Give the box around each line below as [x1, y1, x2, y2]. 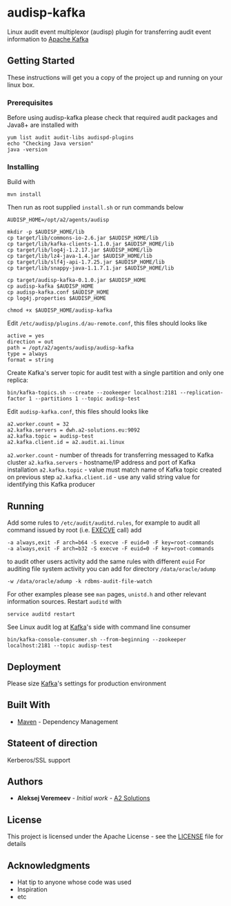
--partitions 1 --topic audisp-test [34, 395, 140, 403]
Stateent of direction [7, 738, 98, 749]
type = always [7, 350, 48, 358]
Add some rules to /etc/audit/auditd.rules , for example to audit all [7, 519, 200, 527]
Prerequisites [7, 98, 53, 108]
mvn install [7, 191, 41, 198]
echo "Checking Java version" [7, 140, 94, 148]
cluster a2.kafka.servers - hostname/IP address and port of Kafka [7, 459, 196, 467]
